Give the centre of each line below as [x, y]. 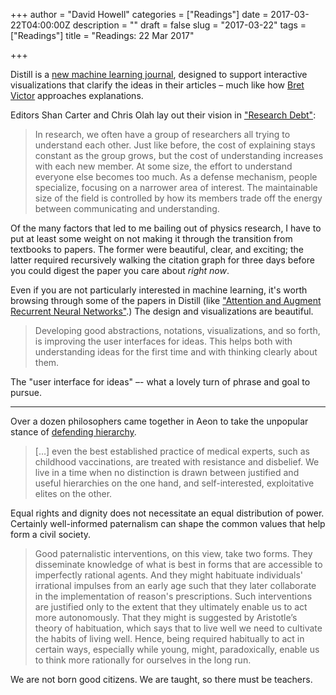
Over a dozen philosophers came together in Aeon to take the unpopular [159, 421]
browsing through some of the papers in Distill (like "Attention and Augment [166, 300]
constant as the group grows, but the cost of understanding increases [179, 155]
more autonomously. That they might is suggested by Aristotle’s [166, 617]
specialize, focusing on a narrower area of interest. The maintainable [176, 187]
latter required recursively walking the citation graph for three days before [162, 260]
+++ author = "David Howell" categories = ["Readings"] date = [139, 14]
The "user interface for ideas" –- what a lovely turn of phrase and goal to [160, 382]
